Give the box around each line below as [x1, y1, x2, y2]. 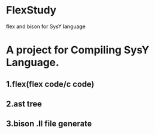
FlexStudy [6, 4, 57, 17]
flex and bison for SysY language [6, 23, 86, 30]
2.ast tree [6, 99, 42, 109]
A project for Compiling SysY [6, 43, 150, 57]
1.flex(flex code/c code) [6, 79, 95, 89]
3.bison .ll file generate [6, 119, 92, 129]
